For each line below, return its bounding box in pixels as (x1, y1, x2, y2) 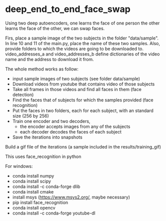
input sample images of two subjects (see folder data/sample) (12, 75, 140, 81)
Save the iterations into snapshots (12, 134, 82, 140)
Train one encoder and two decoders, (12, 118, 90, 124)
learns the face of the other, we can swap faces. (5, 25, 105, 31)
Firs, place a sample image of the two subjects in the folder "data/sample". (5, 35, 159, 41)
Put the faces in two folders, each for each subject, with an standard (12, 107, 154, 113)
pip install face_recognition (12, 199, 68, 205)
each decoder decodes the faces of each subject (19, 128, 121, 134)
